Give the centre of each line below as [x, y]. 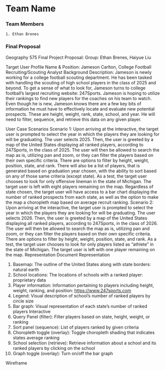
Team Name [31, 9]
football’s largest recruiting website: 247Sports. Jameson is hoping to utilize [83, 93]
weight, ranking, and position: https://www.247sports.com [72, 290]
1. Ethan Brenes [22, 34]
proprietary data [29, 280]
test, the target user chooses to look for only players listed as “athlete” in [80, 244]
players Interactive [32, 311]
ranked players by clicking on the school [54, 348]
